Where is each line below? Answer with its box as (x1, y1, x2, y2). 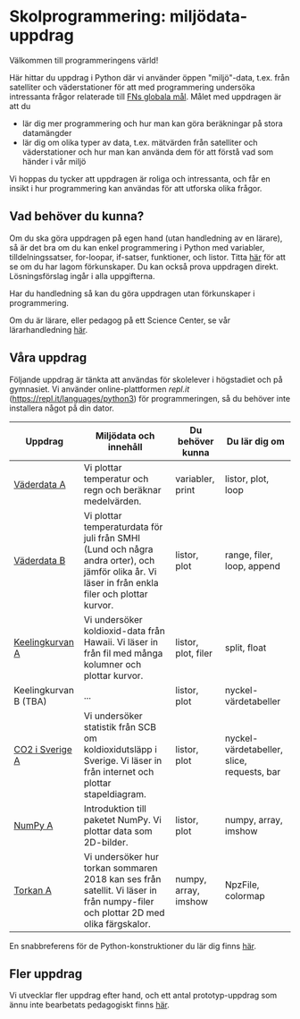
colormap (224, 889, 265, 902)
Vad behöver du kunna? (9, 208, 145, 225)
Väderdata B (13, 554, 66, 566)
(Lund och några (83, 543, 154, 556)
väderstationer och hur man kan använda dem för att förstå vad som (21, 146, 274, 157)
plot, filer (175, 647, 212, 659)
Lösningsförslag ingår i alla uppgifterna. (9, 270, 155, 281)
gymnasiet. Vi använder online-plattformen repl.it (9, 383, 190, 395)
